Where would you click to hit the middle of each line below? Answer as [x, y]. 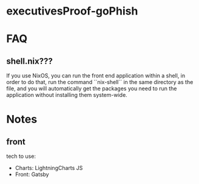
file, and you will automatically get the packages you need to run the [92, 88]
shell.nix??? [29, 61]
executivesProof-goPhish [72, 11]
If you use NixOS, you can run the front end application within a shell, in [96, 76]
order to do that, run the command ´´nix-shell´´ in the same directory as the [100, 82]
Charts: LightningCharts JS [49, 168]
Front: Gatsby [32, 174]
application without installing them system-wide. [67, 95]
